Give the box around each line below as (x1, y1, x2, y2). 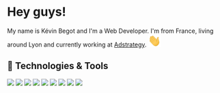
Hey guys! (7, 4, 66, 20)
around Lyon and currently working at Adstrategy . (7, 40, 147, 49)
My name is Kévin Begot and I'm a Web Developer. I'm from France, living (7, 27, 214, 35)
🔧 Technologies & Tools (7, 60, 109, 72)
